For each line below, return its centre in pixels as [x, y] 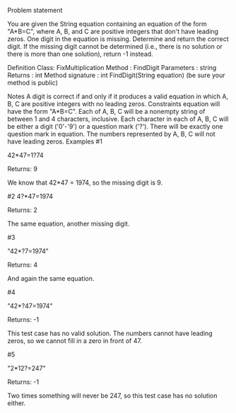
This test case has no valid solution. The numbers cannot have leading [110, 333]
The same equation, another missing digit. [69, 223]
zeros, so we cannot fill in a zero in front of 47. [75, 341]
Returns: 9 [22, 169]
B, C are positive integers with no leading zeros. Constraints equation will [114, 104]
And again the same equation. [51, 278]
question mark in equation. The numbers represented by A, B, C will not [111, 134]
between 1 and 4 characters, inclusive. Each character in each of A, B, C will [118, 119]
